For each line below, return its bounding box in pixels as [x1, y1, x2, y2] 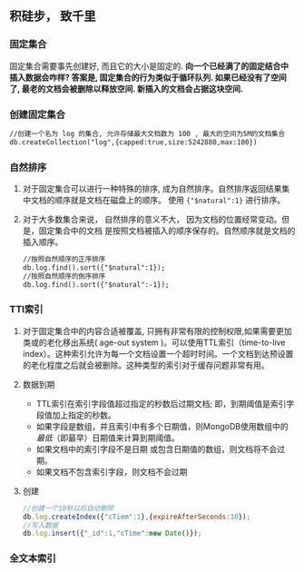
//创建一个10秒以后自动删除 [22, 503, 114, 513]
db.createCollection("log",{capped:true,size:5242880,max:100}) [9, 137, 258, 147]
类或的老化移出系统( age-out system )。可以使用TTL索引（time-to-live [22, 337, 286, 348]
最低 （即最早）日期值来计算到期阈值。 [35, 432, 180, 443]
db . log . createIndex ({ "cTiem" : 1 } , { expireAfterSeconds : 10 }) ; [22, 512, 251, 521]
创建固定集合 [9, 108, 66, 121]
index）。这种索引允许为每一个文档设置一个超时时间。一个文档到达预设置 [22, 348, 294, 359]
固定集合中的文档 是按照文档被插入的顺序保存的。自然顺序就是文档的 [38, 225, 296, 236]
